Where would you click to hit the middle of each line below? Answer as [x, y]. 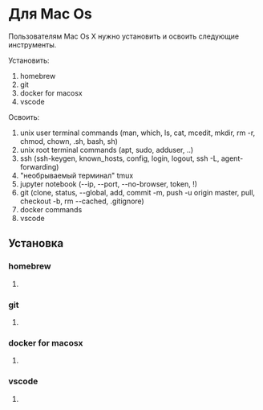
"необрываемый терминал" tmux [77, 175]
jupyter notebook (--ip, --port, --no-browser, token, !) [109, 184]
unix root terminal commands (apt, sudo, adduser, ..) [107, 150]
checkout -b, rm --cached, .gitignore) [82, 201]
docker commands [51, 209]
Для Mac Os [50, 14]
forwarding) [39, 166]
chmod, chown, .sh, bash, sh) [69, 141]
